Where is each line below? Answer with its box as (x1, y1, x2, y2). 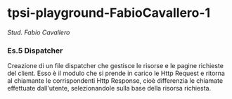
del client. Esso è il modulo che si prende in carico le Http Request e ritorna (7, 69, 225, 78)
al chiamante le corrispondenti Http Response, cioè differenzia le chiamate (7, 77, 224, 85)
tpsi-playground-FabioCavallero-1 (7, 5, 211, 21)
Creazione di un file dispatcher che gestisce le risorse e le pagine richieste (7, 62, 224, 70)
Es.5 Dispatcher (7, 46, 63, 55)
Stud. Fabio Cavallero (7, 28, 70, 37)
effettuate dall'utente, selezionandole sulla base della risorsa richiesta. (7, 84, 212, 93)
